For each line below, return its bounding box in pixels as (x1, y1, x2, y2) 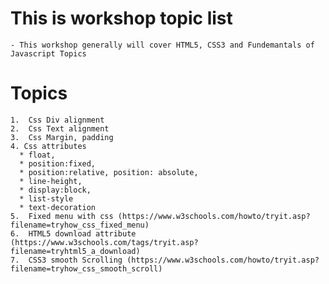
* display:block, (19, 185, 92, 195)
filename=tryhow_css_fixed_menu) (10, 220, 150, 230)
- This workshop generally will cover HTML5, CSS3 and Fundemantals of (10, 40, 315, 50)
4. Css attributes (10, 141, 87, 151)
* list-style (19, 193, 74, 204)
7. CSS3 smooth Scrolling (10, 255, 123, 265)
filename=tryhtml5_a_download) (10, 246, 141, 256)
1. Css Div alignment (10, 115, 105, 125)
